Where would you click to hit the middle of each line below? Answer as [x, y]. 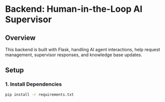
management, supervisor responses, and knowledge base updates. [74, 55]
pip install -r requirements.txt [40, 95]
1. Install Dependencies [34, 84]
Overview [21, 38]
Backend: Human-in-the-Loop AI [74, 9]
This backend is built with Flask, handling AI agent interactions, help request [83, 50]
